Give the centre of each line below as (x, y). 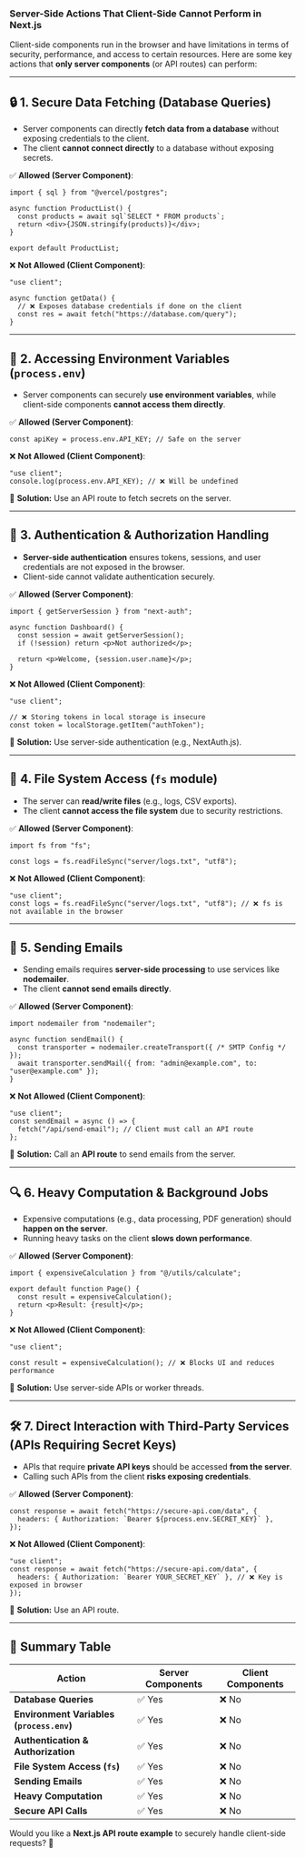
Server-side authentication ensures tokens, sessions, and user (142, 557)
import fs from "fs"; (50, 845)
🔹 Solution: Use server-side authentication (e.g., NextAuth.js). (126, 742)
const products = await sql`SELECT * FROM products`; (121, 216)
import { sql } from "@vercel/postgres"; (89, 193)
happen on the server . (65, 1229)
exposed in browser (46, 1585)
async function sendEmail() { (67, 1039)
